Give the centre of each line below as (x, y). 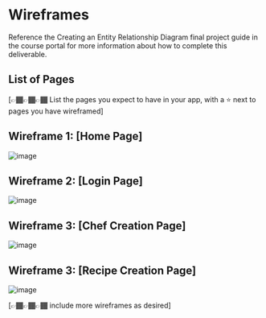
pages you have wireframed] (56, 111)
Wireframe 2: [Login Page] (76, 181)
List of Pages (41, 79)
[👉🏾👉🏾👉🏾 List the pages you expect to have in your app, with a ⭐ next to (132, 99)
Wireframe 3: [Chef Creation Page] (97, 226)
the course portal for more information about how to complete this (118, 45)
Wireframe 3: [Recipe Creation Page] (102, 270)
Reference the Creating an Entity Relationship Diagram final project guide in (133, 37)
